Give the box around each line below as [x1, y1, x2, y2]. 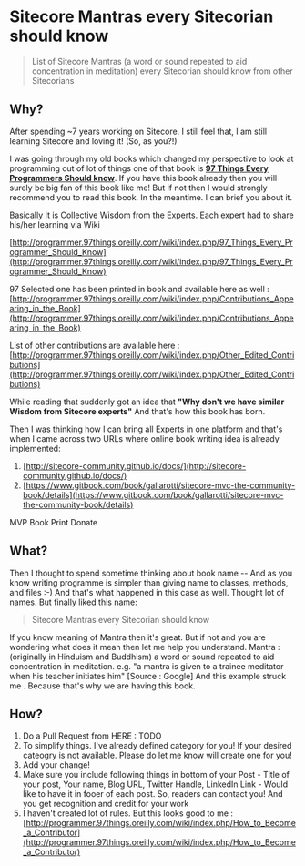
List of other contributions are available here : [9, 340, 180, 351]
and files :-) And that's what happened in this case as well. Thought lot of [9, 586, 285, 597]
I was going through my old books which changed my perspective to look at [9, 153, 294, 164]
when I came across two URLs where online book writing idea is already [9, 433, 280, 443]
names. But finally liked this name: [9, 596, 138, 607]
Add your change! [22, 759, 91, 770]
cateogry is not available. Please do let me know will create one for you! [22, 749, 293, 761]
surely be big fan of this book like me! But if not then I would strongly [9, 182, 268, 193]
